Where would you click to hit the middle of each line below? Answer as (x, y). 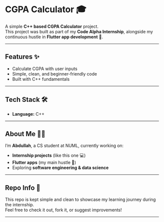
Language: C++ (28, 114)
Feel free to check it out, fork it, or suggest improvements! (63, 210)
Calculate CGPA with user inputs (45, 69)
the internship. (20, 205)
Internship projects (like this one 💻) (49, 155)
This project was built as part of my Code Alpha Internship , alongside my (79, 31)
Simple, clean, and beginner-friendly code (54, 74)
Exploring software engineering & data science (60, 168)
